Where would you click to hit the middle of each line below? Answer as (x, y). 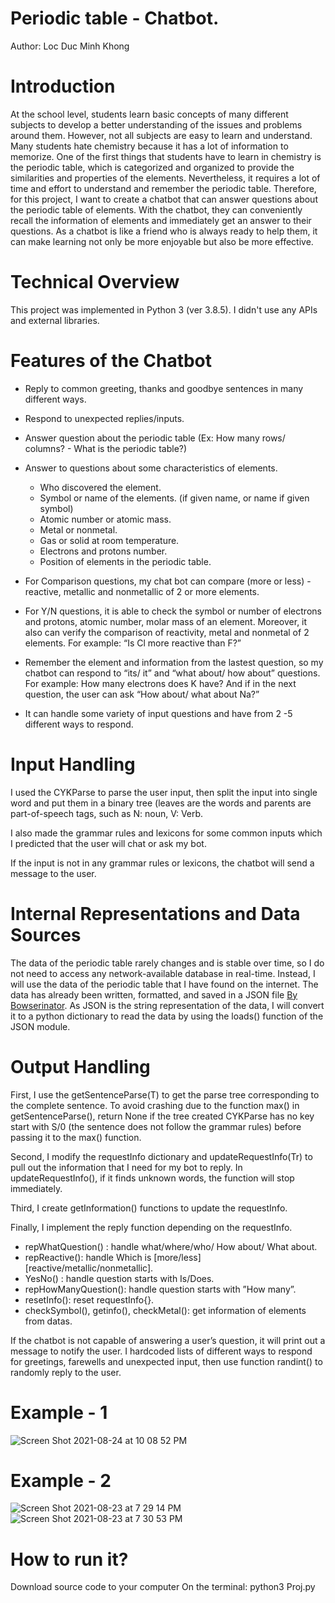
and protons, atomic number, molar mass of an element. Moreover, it (166, 621)
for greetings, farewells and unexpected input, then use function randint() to (166, 1361)
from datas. (48, 1321)
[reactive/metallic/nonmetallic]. (89, 1268)
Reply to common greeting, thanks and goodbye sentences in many (164, 388)
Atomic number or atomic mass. (105, 519)
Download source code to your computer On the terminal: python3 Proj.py (163, 1587)
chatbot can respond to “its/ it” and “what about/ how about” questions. (172, 673)
